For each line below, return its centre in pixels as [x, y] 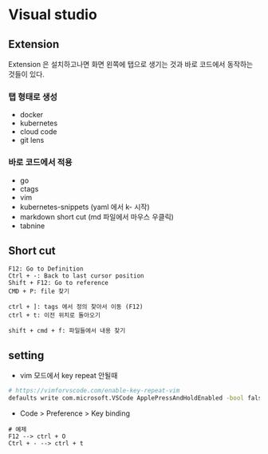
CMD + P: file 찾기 [39, 292]
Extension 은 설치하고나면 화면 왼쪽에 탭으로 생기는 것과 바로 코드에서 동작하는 [131, 64]
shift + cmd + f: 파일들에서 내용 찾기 [67, 331]
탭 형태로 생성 [33, 97]
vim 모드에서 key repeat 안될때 [69, 376]
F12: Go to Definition [46, 269]
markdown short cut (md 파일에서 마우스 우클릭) [97, 216]
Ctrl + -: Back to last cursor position [77, 276]
